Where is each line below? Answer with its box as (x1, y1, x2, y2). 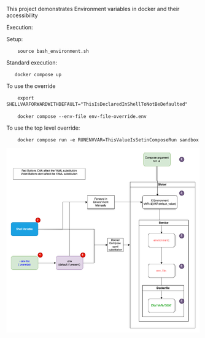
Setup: (6, 36, 23, 42)
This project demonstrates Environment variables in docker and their (6, 6, 180, 12)
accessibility (6, 12, 38, 19)
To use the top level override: (6, 124, 80, 132)
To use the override (6, 82, 56, 90)
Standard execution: (6, 59, 58, 66)
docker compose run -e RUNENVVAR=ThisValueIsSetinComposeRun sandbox (17, 137, 199, 143)
